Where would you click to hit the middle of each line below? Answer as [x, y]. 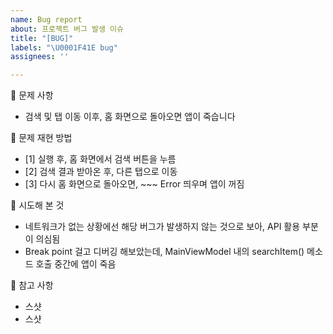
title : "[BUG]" [42, 38]
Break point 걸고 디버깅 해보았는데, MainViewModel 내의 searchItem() [164, 252]
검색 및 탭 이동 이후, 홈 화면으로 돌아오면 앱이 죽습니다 [130, 117]
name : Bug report [46, 19]
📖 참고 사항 [32, 285]
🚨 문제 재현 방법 [41, 138]
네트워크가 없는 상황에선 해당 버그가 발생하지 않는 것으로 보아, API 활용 [162, 227]
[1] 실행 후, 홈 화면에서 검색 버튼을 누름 [100, 159]
